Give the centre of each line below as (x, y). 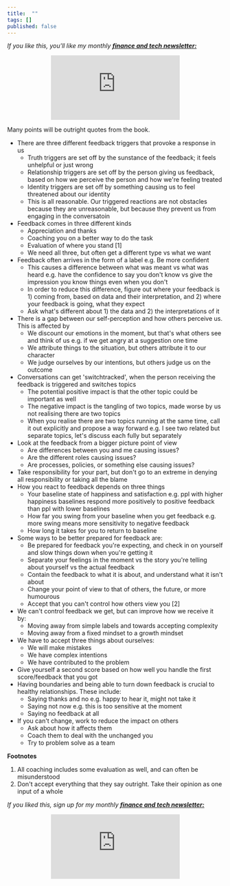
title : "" (23, 13)
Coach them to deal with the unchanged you (90, 736)
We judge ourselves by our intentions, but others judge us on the (119, 363)
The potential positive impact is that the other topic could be (112, 392)
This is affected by (43, 326)
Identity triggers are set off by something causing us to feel (111, 187)
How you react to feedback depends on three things (91, 487)
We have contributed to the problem (78, 662)
